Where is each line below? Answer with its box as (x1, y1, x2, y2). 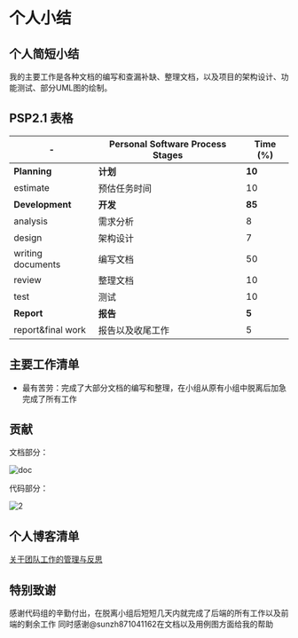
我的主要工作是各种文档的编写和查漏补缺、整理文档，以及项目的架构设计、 (9, 72, 281, 82)
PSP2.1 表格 (9, 111, 74, 126)
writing (13, 247, 43, 259)
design (13, 232, 43, 244)
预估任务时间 (98, 182, 153, 194)
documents (13, 258, 61, 271)
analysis (13, 215, 49, 227)
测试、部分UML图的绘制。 (16, 83, 113, 93)
